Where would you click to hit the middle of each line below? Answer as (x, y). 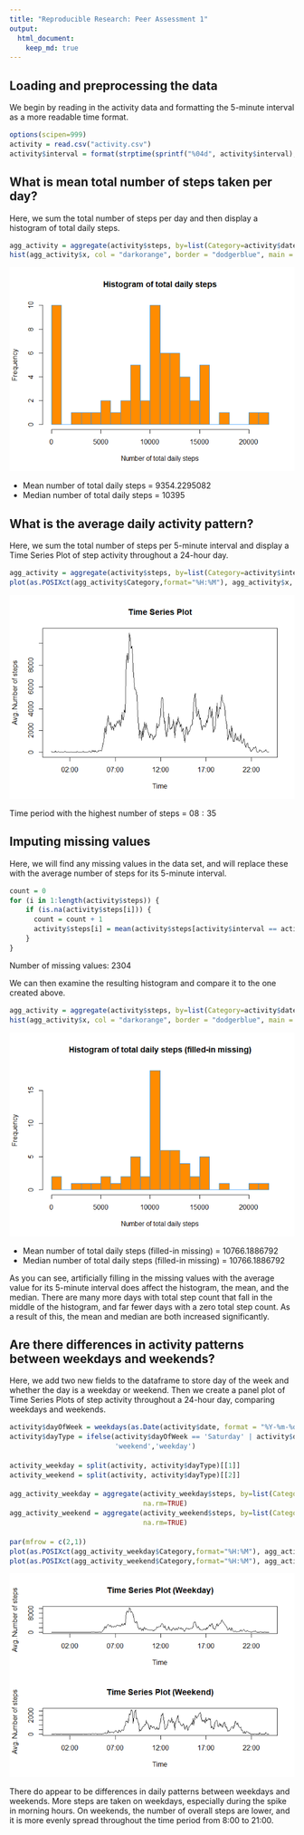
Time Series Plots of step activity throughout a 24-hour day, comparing (142, 1400)
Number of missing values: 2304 (71, 966)
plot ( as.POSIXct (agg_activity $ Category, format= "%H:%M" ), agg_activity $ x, (152, 582)
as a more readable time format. (69, 117)
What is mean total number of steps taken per (141, 183)
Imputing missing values (80, 842)
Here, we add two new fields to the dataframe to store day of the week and (149, 1380)
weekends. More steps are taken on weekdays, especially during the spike (148, 1801)
